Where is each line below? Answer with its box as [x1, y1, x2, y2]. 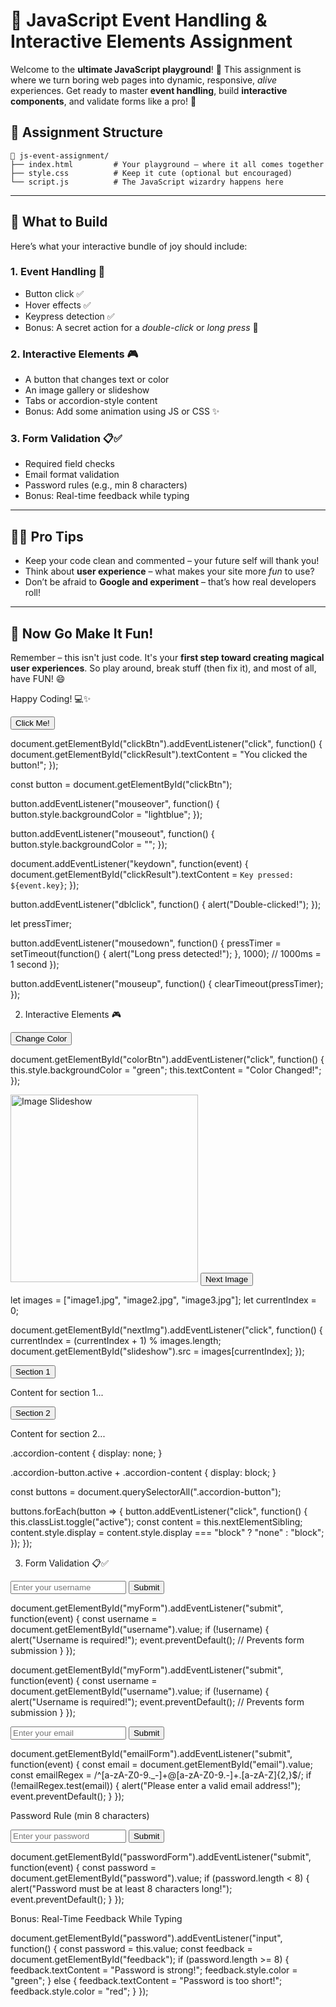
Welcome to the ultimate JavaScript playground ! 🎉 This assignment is [10, 63, 302, 75]
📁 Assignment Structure [10, 124, 163, 141]
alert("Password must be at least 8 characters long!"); [10, 1883, 233, 1895]
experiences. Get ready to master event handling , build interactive [10, 84, 288, 96]
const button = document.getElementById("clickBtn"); [10, 779, 233, 791]
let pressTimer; [10, 918, 72, 930]
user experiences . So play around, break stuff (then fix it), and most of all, [10, 662, 317, 674]
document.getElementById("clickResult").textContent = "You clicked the [10, 749, 308, 761]
